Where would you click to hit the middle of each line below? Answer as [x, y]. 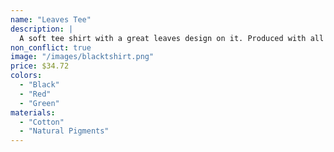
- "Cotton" [42, 122]
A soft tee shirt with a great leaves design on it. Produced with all [172, 38]
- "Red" [35, 94]
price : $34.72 [40, 66]
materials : [33, 112]
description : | [42, 29]
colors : [26, 76]
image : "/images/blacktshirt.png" [82, 57]
